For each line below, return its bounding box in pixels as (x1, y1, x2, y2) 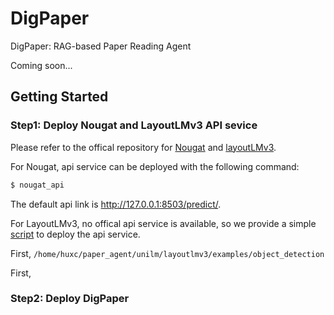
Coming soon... (10, 59, 73, 71)
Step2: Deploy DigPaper (10, 292, 130, 306)
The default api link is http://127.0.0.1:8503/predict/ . (10, 198, 222, 210)
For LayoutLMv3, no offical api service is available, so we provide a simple (10, 217, 317, 229)
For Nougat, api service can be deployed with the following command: (10, 160, 300, 172)
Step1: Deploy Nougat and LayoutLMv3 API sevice (10, 118, 258, 132)
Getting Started (10, 88, 109, 106)
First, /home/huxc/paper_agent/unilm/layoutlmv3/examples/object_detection (10, 247, 325, 259)
